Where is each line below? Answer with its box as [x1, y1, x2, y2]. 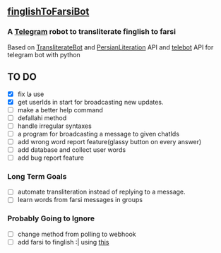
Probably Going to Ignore [7, 213, 95, 223]
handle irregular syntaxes [17, 122, 92, 130]
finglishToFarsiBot [7, 6, 90, 18]
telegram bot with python [7, 50, 81, 59]
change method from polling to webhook [17, 230, 136, 238]
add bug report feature [17, 153, 85, 162]
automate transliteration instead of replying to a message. [17, 187, 186, 196]
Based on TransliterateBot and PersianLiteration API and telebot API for [7, 42, 214, 52]
